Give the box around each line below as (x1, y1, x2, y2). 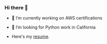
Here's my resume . (11, 33, 50, 40)
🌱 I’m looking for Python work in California (11, 24, 96, 30)
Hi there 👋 (4, 4, 29, 11)
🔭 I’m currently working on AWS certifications (11, 15, 103, 21)
